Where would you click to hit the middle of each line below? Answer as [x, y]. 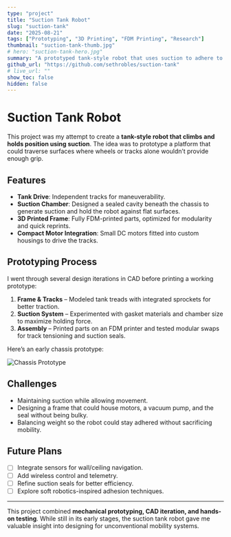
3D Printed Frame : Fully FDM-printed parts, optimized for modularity [114, 218]
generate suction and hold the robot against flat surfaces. [99, 211]
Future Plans [35, 452]
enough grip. [25, 159]
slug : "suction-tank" [38, 26]
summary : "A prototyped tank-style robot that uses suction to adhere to [115, 58]
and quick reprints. [44, 226]
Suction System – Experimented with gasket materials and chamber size [120, 314]
